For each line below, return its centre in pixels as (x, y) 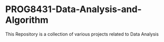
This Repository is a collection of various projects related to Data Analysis (82, 34)
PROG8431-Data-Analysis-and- (73, 9)
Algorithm (27, 20)
